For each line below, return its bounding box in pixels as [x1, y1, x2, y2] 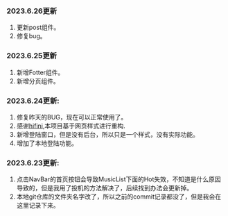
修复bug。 [16, 32, 46, 40]
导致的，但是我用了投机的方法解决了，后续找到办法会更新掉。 [16, 184, 193, 192]
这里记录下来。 [16, 201, 60, 210]
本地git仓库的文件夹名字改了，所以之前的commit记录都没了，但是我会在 [16, 192, 222, 201]
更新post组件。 [16, 23, 60, 32]
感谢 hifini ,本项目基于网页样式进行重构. [16, 122, 125, 130]
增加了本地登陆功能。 [16, 139, 78, 147]
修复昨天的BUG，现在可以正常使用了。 [16, 113, 128, 121]
